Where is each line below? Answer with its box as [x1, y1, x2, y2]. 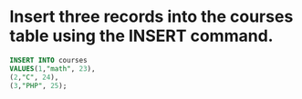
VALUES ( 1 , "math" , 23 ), [9, 64, 96, 74]
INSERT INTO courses [9, 55, 89, 64]
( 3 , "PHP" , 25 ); [9, 81, 68, 90]
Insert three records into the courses [9, 6, 294, 27]
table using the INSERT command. [9, 25, 274, 46]
